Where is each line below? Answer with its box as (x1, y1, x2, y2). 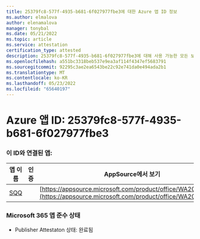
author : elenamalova (6, 20, 58, 26)
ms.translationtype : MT (6, 70, 65, 76)
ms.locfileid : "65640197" (6, 86, 70, 92)
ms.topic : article (6, 36, 52, 42)
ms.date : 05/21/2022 (6, 31, 58, 37)
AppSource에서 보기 (104, 170, 161, 178)
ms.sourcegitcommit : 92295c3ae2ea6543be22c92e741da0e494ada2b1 (6, 64, 167, 70)
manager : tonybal (6, 25, 49, 32)
